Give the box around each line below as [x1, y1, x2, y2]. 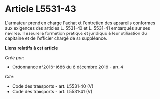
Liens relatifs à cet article [5, 45, 58, 51]
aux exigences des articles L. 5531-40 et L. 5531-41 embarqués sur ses [5, 25, 151, 31]
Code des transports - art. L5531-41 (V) [12, 88, 93, 94]
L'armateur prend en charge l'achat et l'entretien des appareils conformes [5, 20, 156, 26]
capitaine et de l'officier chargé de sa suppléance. [5, 35, 107, 41]
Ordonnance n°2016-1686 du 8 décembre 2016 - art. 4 [12, 64, 124, 70]
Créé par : [5, 54, 25, 60]
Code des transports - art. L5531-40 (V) [12, 83, 94, 89]
